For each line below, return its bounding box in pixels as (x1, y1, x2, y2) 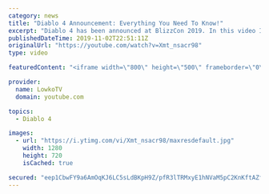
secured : (8, 173, 38, 181)
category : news (8, 11, 59, 20)
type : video (8, 49, 48, 57)
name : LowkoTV (15, 85, 62, 93)
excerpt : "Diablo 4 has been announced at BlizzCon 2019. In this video (8, 26, 256, 34)
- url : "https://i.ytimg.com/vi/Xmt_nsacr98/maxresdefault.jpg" (15, 137, 235, 145)
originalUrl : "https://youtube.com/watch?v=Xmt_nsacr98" (8, 42, 203, 50)
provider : (8, 78, 42, 86)
